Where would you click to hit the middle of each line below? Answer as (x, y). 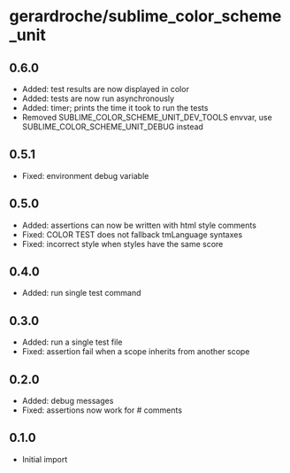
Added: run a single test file (72, 342)
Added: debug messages (68, 401)
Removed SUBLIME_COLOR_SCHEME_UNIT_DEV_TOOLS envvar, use (147, 117)
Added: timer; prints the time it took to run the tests (115, 108)
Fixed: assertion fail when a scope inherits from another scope (136, 352)
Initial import (45, 459)
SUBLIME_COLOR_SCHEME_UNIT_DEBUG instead (112, 127)
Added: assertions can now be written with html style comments (139, 225)
